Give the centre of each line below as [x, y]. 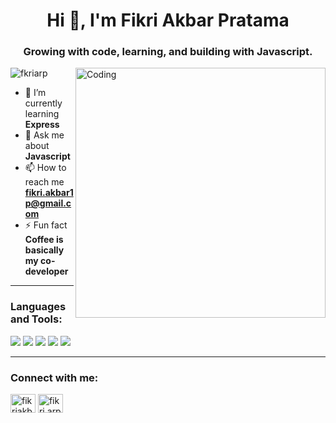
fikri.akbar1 [49, 193]
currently [43, 103]
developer [46, 271]
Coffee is [44, 240]
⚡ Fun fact [46, 225]
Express [42, 125]
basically [44, 250]
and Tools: [36, 319]
